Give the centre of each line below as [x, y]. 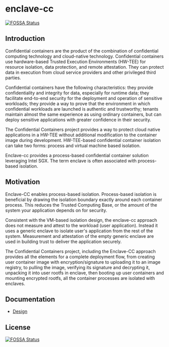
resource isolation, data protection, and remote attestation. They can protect [84, 67]
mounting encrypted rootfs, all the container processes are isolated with [80, 278]
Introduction [25, 39]
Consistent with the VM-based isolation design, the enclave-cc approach [81, 220]
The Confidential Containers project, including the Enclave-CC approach [81, 251]
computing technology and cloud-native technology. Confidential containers [84, 56]
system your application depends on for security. [56, 210]
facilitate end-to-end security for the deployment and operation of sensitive [84, 98]
